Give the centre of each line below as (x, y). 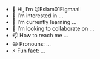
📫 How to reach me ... (40, 35)
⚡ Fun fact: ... (28, 51)
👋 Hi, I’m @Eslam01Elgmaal (46, 9)
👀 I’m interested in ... (38, 16)
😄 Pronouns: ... (32, 44)
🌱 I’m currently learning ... (44, 22)
